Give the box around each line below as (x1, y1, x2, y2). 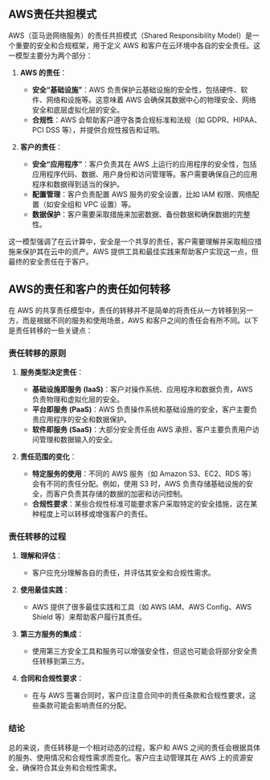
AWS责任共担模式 (8, 7, 97, 22)
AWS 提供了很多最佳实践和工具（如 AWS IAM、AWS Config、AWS (31, 602, 252, 612)
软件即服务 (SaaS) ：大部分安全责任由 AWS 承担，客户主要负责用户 (31, 425, 253, 434)
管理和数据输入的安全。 (39, 434, 117, 444)
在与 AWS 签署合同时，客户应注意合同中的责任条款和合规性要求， (31, 691, 250, 700)
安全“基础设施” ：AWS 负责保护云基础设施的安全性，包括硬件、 (31, 84, 241, 94)
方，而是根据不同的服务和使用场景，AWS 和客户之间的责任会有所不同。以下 (8, 315, 259, 325)
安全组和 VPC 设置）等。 (53, 199, 136, 209)
